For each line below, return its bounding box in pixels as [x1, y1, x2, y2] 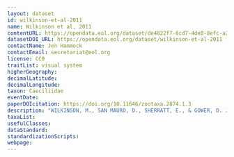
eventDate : [7, 94, 39, 101]
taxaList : [7, 113, 36, 120]
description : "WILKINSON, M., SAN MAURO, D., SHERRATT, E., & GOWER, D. [7, 107, 223, 114]
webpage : [7, 140, 33, 147]
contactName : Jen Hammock [7, 42, 82, 49]
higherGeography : [7, 68, 58, 75]
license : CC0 [7, 56, 45, 63]
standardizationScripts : [7, 133, 79, 140]
